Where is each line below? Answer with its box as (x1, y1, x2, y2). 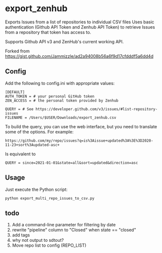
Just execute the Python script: (5, 186, 68, 192)
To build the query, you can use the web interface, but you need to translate (5, 123, 157, 129)
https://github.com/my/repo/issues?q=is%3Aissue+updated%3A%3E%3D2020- (5, 138, 153, 143)
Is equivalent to (5, 151, 36, 157)
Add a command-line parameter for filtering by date (12, 222, 116, 228)
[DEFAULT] (5, 89, 25, 95)
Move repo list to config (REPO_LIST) (12, 242, 87, 248)
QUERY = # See (5, 106, 34, 112)
